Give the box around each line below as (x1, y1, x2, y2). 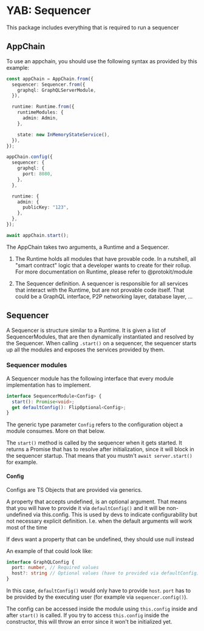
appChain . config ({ (6, 154, 53, 160)
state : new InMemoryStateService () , (17, 131, 110, 137)
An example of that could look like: (6, 547, 93, 554)
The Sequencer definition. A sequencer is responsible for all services (15, 280, 188, 287)
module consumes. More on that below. (6, 427, 105, 435)
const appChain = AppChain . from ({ (6, 75, 94, 82)
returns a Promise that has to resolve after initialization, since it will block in (6, 446, 194, 453)
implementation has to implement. (6, 381, 91, 388)
